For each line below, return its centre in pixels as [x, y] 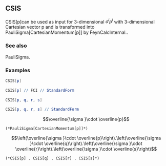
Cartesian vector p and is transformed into [50, 27]
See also [16, 46]
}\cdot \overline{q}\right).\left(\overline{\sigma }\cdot [86, 143]
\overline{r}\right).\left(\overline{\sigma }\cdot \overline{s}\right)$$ [86, 149]
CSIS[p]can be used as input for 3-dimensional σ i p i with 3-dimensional [80, 21]
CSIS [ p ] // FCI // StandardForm [40, 90]
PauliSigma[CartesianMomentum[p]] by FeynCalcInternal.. [67, 32]
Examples [18, 70]
